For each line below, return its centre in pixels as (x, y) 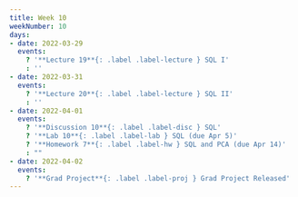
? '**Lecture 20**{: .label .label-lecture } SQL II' (129, 94)
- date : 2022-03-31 (46, 77)
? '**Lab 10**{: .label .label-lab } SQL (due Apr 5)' (132, 136)
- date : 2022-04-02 (46, 161)
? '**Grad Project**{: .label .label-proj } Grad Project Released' (158, 178)
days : (20, 34)
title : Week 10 (38, 18)
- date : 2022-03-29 (46, 43)
